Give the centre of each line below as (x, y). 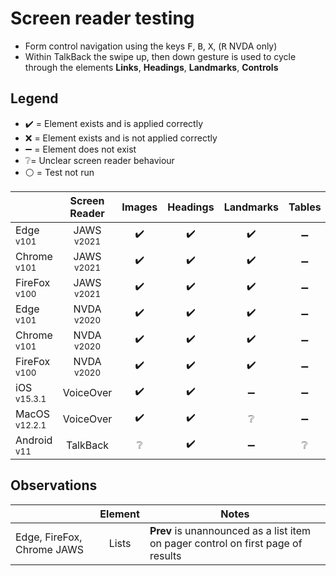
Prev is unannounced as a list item (230, 530)
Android (34, 440)
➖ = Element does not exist (80, 149)
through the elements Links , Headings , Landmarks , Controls (151, 67)
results (165, 555)
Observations (54, 485)
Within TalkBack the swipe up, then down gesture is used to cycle (160, 56)
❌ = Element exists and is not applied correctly (121, 138)
